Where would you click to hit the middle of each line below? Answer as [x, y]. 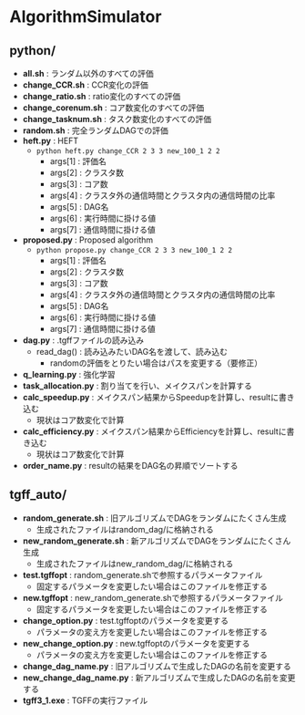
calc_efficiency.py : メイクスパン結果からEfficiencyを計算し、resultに [154, 431]
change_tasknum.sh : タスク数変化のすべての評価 [117, 119]
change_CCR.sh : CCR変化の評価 [85, 85]
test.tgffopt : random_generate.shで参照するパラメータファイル [142, 575]
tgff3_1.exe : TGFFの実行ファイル [85, 700]
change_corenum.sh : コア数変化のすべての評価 [113, 108]
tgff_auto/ [38, 495]
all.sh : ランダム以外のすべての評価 [88, 73]
